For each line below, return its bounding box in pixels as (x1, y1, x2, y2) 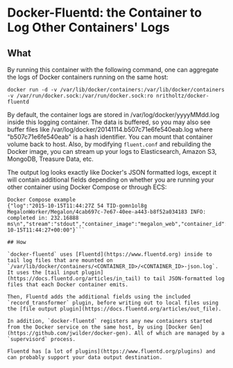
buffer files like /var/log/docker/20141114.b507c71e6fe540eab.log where (7, 125, 213, 133)
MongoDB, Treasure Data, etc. (7, 155, 94, 163)
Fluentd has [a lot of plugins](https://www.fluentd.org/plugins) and (7, 348, 216, 355)
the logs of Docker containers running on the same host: (7, 73, 169, 81)
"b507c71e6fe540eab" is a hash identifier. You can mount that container (7, 133, 213, 141)
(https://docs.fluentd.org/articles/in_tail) (7, 275, 141, 282)
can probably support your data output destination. (7, 354, 163, 361)
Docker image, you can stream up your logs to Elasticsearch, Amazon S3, (7, 148, 217, 155)
